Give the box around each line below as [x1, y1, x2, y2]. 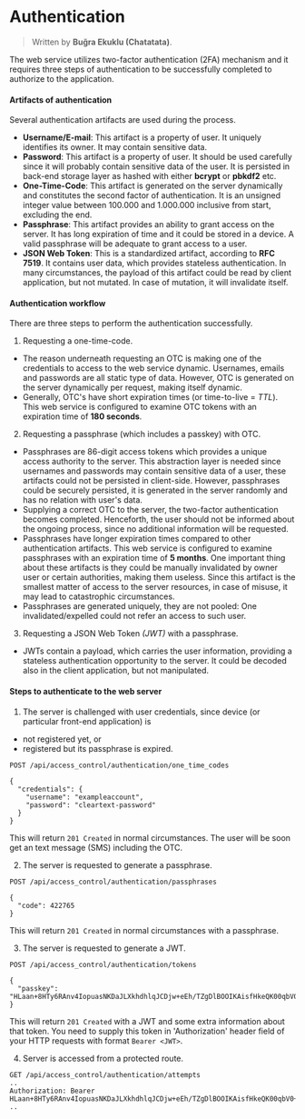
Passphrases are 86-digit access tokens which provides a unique [22, 446, 268, 457]
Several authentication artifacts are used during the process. [9, 115, 236, 125]
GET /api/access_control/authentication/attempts [9, 1070, 202, 1079]
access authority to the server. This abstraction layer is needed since [22, 456, 281, 467]
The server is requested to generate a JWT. [22, 943, 186, 954]
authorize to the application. [9, 73, 115, 84]
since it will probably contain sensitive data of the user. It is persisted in [22, 161, 290, 172]
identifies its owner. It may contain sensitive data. [22, 142, 208, 153]
